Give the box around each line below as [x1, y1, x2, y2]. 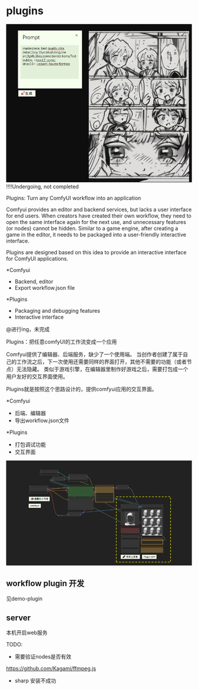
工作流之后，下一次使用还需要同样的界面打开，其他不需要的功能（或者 [16, 358, 187, 365]
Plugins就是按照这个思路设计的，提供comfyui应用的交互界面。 [6, 386, 157, 393]
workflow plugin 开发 [6, 578, 84, 589]
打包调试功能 [14, 441, 46, 448]
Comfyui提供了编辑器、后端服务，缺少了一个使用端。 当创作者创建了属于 [6, 351, 183, 358]
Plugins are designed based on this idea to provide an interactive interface [6, 249, 187, 256]
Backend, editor [14, 278, 54, 285]
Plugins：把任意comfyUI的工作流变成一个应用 [6, 338, 117, 345]
